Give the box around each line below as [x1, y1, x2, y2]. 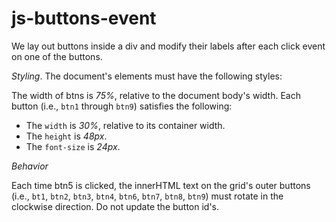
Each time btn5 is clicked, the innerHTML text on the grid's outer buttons [11, 179, 311, 191]
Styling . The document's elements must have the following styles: [11, 70, 283, 82]
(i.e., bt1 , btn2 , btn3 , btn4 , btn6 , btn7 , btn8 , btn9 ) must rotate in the [11, 190, 284, 202]
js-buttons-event [11, 7, 157, 30]
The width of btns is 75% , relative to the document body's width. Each [11, 89, 301, 101]
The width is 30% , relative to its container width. [25, 119, 226, 131]
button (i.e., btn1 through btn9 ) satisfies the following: [11, 100, 233, 112]
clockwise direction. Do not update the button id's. [11, 200, 220, 212]
